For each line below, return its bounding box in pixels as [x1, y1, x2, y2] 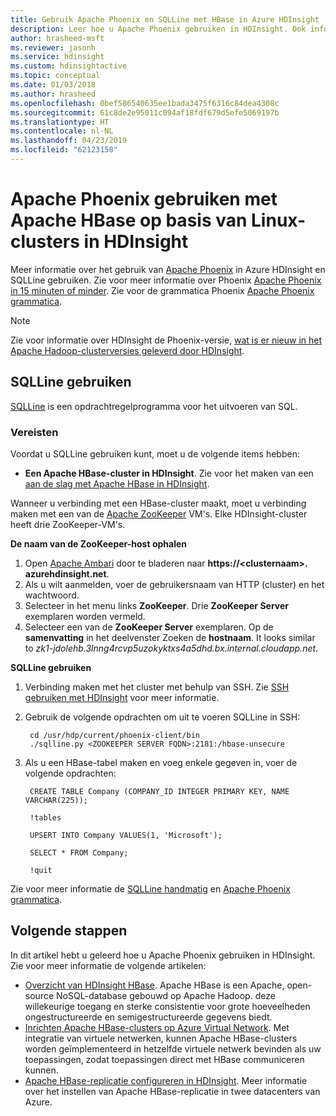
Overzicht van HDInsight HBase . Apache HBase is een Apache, [24, 979, 285, 991]
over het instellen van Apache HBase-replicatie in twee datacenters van [24, 1085, 321, 1097]
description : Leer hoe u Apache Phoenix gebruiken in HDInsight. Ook [10, 24, 307, 34]
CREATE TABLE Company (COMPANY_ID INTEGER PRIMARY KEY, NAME [29, 786, 290, 796]
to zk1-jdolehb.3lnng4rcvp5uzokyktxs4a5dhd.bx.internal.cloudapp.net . [24, 642, 319, 654]
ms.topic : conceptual [10, 71, 101, 81]
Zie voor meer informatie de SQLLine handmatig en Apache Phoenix [10, 882, 291, 895]
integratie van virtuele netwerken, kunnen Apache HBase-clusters [24, 1032, 298, 1044]
